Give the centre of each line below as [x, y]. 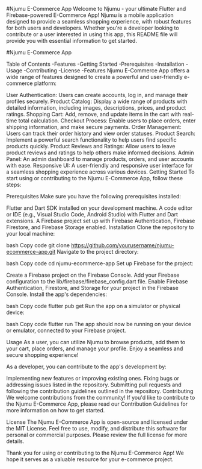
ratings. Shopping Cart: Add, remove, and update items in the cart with [94, 114]
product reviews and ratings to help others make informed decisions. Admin [100, 153]
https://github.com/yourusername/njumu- [123, 245]
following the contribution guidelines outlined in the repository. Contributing [100, 391]
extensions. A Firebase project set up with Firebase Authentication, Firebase [101, 221]
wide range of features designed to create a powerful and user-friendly [95, 77]
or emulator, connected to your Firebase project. [66, 330]
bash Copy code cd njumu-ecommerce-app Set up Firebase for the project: [100, 263]
